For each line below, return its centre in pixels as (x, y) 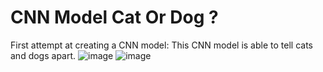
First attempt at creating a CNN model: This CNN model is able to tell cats (161, 45)
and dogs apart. (43, 55)
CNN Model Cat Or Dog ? (114, 17)
